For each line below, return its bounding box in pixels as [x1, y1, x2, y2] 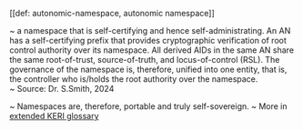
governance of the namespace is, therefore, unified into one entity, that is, [9, 64, 288, 75]
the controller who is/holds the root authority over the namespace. [9, 74, 258, 85]
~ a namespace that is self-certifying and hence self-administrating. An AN [9, 25, 291, 35]
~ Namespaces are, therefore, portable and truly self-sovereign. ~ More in [9, 101, 288, 112]
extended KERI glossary [9, 111, 99, 121]
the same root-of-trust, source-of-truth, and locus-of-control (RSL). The [9, 55, 280, 65]
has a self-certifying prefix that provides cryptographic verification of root [9, 35, 287, 45]
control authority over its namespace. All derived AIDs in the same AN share [9, 45, 294, 55]
